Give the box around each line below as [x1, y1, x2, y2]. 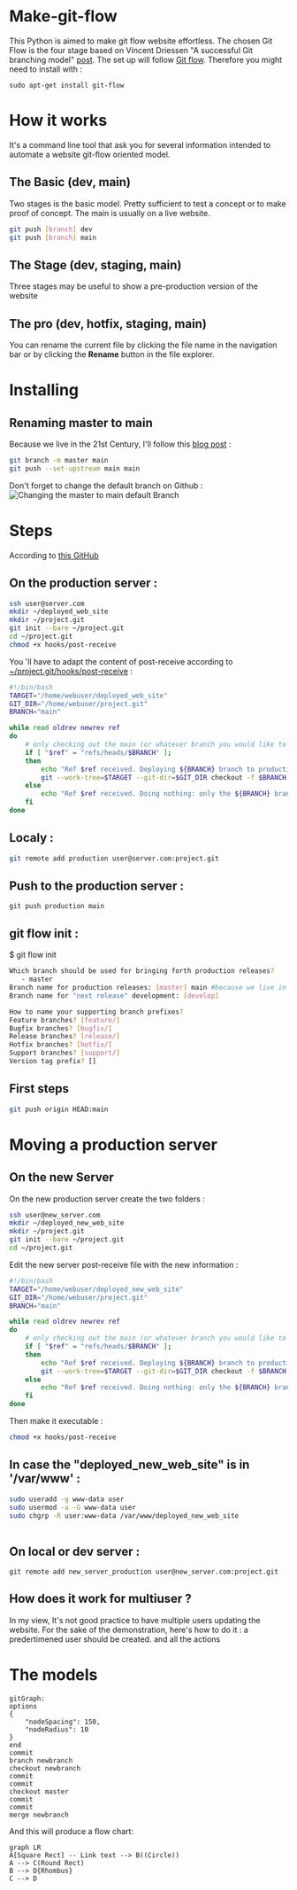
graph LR [9, 1843, 42, 1852]
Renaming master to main [9, 415, 153, 431]
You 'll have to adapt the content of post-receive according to [9, 656, 233, 666]
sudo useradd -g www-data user [9, 1495, 125, 1504]
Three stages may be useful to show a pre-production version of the [9, 281, 258, 292]
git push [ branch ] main [9, 233, 97, 242]
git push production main [9, 902, 104, 911]
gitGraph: [9, 1694, 46, 1703]
